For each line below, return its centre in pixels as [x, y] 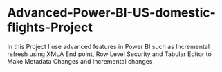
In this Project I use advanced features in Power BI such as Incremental [108, 46]
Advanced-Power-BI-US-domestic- [112, 13]
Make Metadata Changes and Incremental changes [80, 61]
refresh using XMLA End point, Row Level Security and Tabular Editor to [110, 54]
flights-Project [50, 27]
